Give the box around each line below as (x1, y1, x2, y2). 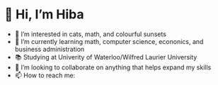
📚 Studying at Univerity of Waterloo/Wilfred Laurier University (14, 52, 197, 61)
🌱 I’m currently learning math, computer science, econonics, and (14, 37, 204, 45)
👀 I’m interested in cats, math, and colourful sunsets (14, 30, 167, 38)
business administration (14, 45, 85, 53)
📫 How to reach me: (14, 71, 76, 79)
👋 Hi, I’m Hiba (4, 6, 84, 23)
